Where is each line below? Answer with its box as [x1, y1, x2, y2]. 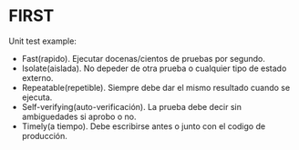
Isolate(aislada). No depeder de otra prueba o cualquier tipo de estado [21, 63, 287, 74]
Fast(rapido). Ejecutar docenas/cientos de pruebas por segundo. [21, 53, 265, 64]
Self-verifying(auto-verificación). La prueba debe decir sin [21, 101, 242, 112]
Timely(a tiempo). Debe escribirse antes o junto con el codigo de [21, 120, 266, 132]
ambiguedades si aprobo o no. [21, 111, 137, 122]
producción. [21, 130, 67, 141]
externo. [21, 72, 54, 83]
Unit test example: [8, 35, 77, 46]
